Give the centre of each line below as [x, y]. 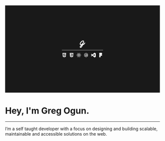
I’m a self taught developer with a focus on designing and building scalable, [82, 129]
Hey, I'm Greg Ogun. [47, 111]
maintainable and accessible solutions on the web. [56, 134]
